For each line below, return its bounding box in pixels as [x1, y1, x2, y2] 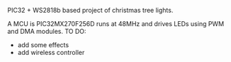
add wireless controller [17, 49, 85, 56]
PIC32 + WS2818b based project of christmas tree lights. [7, 6, 174, 14]
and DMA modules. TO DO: [7, 27, 86, 35]
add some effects [17, 41, 69, 49]
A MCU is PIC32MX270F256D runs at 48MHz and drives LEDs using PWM [7, 20, 225, 27]
